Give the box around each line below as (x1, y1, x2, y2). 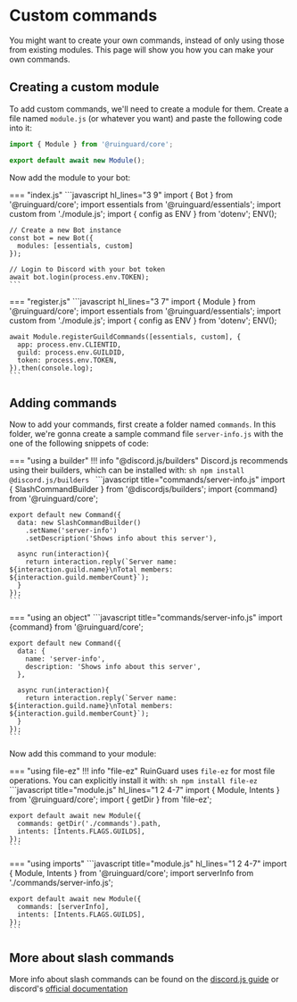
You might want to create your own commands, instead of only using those (9, 35, 285, 46)
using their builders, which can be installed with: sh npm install (9, 465, 245, 476)
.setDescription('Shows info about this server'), (25, 534, 218, 543)
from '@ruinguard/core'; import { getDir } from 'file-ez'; (9, 794, 212, 805)
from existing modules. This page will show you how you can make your (9, 44, 274, 54)
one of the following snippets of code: (9, 438, 149, 449)
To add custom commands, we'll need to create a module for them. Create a (9, 104, 289, 114)
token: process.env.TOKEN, (17, 355, 118, 364)
